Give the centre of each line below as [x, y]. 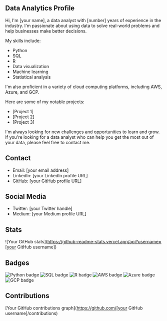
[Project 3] [23, 122]
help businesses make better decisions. [46, 31]
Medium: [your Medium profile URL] [49, 214]
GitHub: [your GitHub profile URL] [47, 181]
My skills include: [23, 41]
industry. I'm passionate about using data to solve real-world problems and [82, 26]
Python [20, 50]
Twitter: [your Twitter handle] [42, 209]
